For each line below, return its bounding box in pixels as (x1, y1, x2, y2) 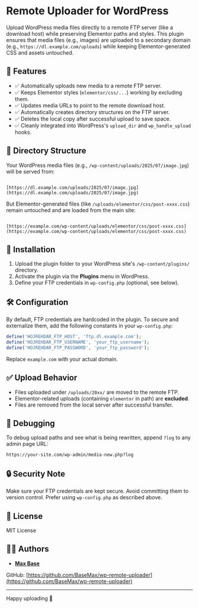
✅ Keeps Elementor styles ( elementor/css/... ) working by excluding (14, 89, 182, 96)
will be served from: (6, 168, 55, 175)
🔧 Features (6, 67, 47, 77)
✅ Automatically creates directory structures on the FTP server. (14, 108, 170, 115)
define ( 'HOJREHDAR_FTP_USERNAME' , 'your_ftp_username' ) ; (6, 339, 150, 345)
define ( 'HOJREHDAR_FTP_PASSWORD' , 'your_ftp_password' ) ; (6, 345, 150, 351)
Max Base (14, 560, 40, 567)
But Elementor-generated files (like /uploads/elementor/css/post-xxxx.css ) (6, 200, 190, 207)
